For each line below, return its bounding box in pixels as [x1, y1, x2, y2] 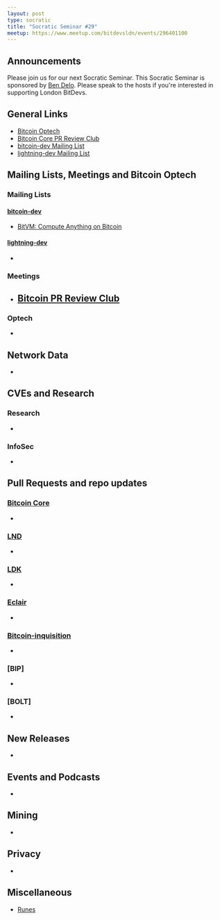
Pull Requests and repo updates [7, 477, 148, 489]
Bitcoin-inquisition [7, 631, 71, 640]
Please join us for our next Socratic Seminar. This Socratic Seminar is [7, 74, 205, 82]
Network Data [7, 349, 69, 361]
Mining [7, 810, 38, 821]
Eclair [7, 597, 27, 607]
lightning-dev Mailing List [17, 148, 90, 157]
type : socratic [7, 17, 51, 24]
